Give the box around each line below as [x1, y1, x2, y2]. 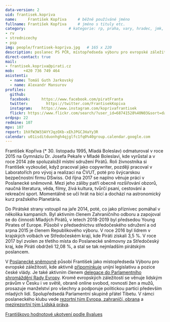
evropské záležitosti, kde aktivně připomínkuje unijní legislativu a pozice [5, 264, 155, 270]
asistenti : [5, 73, 28, 78]
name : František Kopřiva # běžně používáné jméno [5, 17, 130, 22]
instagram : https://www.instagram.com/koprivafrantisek [10, 106, 137, 111]
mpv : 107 [5, 125, 24, 130]
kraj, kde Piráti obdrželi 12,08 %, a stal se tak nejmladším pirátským [5, 243, 146, 250]
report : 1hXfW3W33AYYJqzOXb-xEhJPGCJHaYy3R [5, 129, 99, 134]
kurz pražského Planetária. [5, 196, 61, 202]
